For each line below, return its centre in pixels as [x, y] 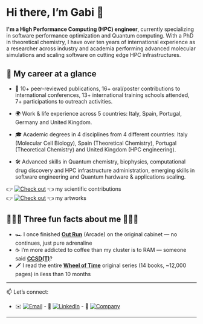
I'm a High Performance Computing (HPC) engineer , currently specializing [100, 29]
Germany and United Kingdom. [53, 122]
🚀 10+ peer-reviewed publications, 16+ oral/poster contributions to [98, 88]
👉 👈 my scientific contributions [64, 189]
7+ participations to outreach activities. [64, 101]
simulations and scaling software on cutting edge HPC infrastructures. [94, 55]
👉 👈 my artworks [46, 198]
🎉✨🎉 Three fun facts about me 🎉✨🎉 [72, 220]
